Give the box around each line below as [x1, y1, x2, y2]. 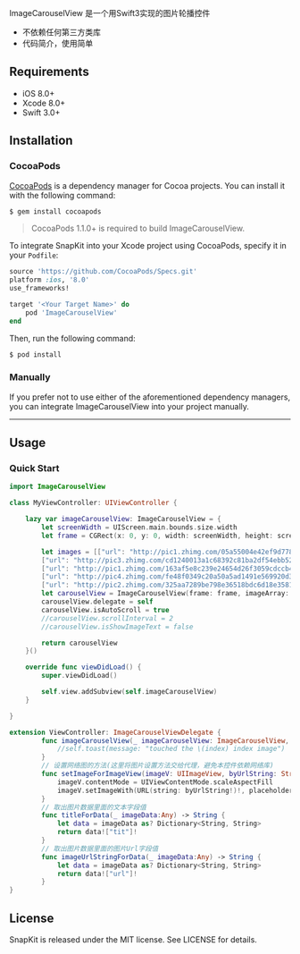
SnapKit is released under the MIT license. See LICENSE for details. [9, 934, 257, 945]
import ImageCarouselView [9, 482, 105, 492]
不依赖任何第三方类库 [21, 27, 101, 38]
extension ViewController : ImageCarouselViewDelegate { [9, 728, 221, 737]
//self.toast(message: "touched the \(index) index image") [56, 745, 286, 754]
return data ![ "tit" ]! [56, 828, 138, 837]
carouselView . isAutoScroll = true [41, 605, 170, 614]
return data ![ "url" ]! [56, 869, 138, 878]
